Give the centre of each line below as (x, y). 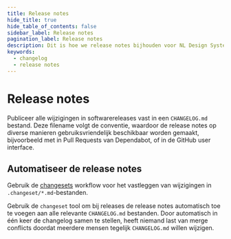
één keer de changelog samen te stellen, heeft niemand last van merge (108, 220)
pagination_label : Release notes (55, 39)
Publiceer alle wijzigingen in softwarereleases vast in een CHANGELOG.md (108, 118)
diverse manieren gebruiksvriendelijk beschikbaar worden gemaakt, (103, 132)
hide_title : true (32, 20)
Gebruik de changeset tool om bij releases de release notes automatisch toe (114, 206)
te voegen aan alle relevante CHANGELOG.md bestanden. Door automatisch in (112, 214)
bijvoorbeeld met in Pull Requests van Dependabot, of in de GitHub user (109, 140)
